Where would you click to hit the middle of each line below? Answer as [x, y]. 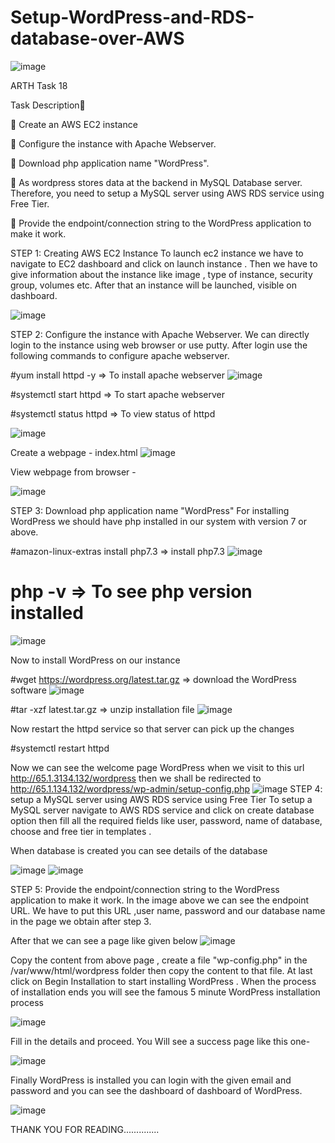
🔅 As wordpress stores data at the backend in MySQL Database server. [156, 182]
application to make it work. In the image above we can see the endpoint [160, 900]
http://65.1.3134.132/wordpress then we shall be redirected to [136, 778]
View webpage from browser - [73, 472]
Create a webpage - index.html [74, 452]
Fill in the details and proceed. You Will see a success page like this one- [160, 1041]
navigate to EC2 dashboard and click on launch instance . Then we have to [164, 263]
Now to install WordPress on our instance [95, 660]
